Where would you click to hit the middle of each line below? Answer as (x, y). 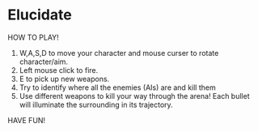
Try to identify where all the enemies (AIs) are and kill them (117, 87)
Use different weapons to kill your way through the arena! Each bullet (134, 96)
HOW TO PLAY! (34, 37)
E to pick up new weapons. (64, 79)
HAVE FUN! (27, 120)
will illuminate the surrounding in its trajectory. (96, 104)
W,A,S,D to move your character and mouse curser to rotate (119, 53)
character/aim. (44, 62)
